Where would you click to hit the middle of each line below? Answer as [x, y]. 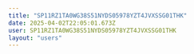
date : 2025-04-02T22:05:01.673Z [62, 23]
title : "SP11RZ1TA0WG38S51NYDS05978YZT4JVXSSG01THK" [98, 15]
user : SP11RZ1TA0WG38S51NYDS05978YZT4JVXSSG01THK [93, 30]
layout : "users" [35, 38]
